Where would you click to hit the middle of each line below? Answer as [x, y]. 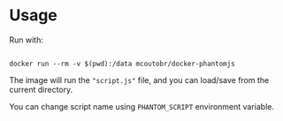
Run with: [27, 40]
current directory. [41, 89]
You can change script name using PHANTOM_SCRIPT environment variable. [142, 106]
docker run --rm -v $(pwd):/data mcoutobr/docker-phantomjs [122, 64]
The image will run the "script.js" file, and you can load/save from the [139, 79]
